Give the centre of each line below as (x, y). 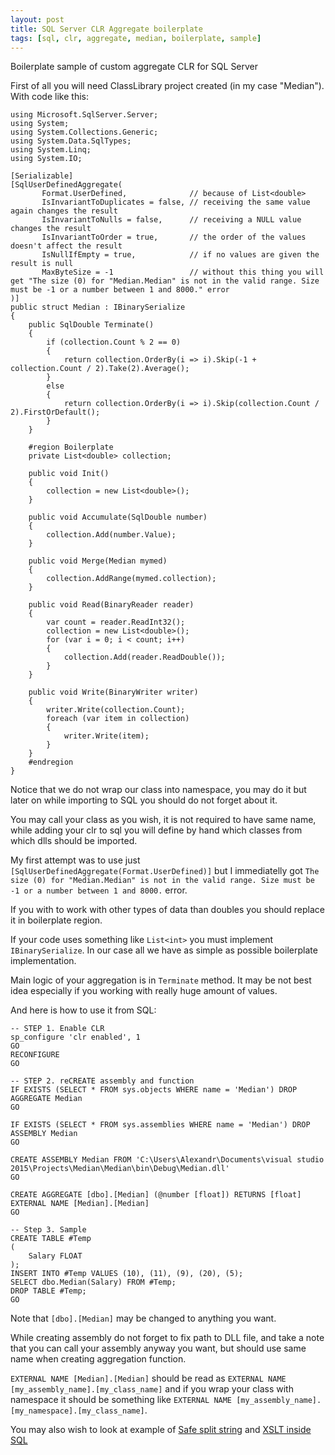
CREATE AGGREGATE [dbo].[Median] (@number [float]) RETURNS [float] (156, 1195)
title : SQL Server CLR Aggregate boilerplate (106, 29)
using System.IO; (46, 159)
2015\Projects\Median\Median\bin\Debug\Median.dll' (120, 1169)
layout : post (37, 19)
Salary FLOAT (55, 1256)
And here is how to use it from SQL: (83, 1010)
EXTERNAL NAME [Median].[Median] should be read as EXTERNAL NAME (148, 1378)
